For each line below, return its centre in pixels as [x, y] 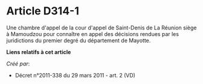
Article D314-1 [43, 11]
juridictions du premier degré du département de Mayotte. [79, 40]
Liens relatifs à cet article [39, 52]
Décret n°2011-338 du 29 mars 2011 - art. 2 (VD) [75, 75]
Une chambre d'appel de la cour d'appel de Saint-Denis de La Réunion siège [101, 28]
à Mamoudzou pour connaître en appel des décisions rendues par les [93, 34]
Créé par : [18, 64]
